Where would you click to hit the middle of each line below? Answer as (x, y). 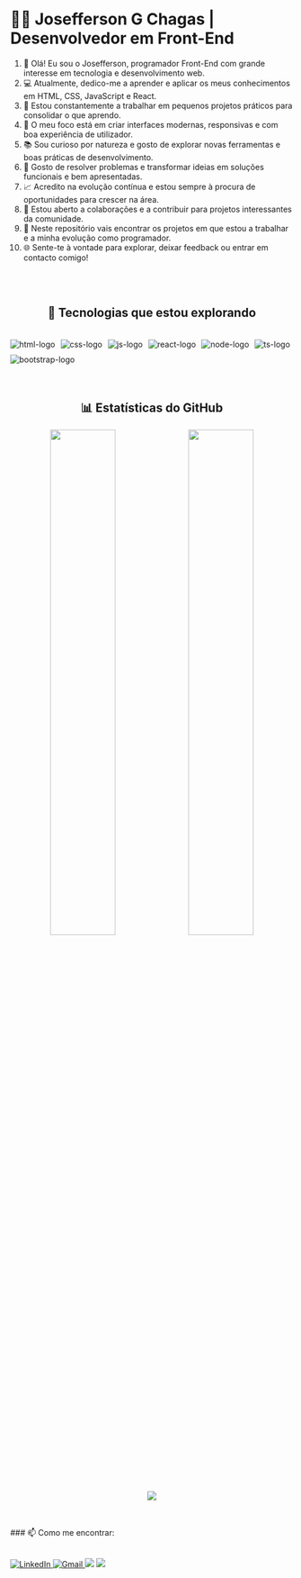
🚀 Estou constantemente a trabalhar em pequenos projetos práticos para (158, 105)
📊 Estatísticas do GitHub (152, 408)
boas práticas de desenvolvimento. (88, 157)
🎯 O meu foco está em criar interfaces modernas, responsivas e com (150, 124)
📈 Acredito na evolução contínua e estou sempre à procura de (139, 186)
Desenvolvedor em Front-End (122, 38)
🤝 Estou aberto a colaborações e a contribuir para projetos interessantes (158, 209)
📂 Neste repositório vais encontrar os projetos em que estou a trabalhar (156, 228)
